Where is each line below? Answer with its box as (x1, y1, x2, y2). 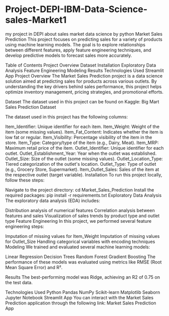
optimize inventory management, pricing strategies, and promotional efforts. (5, 89, 164, 95)
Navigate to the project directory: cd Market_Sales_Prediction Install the (5, 186, 154, 193)
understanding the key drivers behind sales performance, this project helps (5, 83, 162, 89)
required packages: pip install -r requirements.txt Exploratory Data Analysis (5, 192, 162, 198)
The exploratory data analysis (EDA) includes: (5, 198, 100, 204)
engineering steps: (5, 223, 44, 229)
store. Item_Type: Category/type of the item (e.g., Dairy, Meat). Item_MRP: (5, 140, 159, 146)
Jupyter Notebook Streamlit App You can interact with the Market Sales (5, 294, 154, 300)
